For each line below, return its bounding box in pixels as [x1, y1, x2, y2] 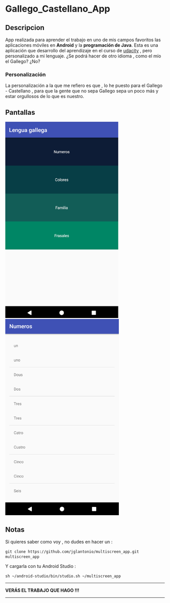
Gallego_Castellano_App [5, 3, 110, 15]
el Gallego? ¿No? [5, 58, 40, 64]
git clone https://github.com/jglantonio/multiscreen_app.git [5, 549, 139, 554]
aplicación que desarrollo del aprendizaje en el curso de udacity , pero [5, 48, 152, 53]
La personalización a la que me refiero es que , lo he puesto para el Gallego [5, 82, 163, 89]
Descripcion [5, 23, 45, 32]
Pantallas [5, 108, 35, 117]
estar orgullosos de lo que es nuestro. [5, 93, 84, 100]
